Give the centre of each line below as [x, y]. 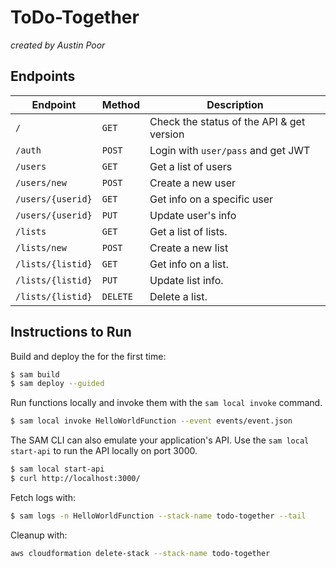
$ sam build [35, 374]
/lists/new [41, 247]
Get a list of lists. [188, 231]
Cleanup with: [39, 535]
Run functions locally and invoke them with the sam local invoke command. [166, 403]
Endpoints [43, 76]
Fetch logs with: [43, 497]
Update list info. [186, 280]
